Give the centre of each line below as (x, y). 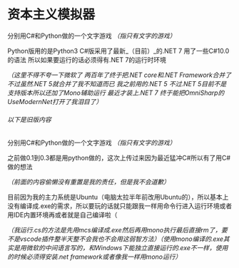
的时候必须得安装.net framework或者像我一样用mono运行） (95, 257)
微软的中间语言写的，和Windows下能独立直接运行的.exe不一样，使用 (127, 248)
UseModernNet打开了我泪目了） (55, 101)
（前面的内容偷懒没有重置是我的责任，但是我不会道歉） (88, 182)
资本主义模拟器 (51, 15)
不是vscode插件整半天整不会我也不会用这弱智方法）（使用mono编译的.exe (115, 239)
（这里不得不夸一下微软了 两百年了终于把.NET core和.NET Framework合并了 (119, 75)
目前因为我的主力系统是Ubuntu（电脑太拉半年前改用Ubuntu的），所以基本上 (118, 197)
